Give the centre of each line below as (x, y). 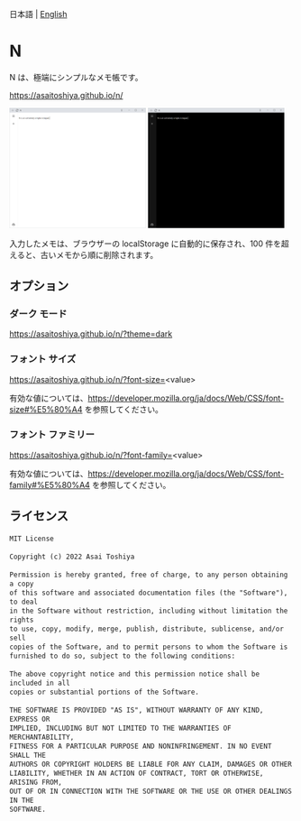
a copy (22, 584)
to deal (24, 602)
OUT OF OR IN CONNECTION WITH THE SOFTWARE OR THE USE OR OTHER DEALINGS (151, 791)
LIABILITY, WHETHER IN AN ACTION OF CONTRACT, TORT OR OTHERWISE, (137, 773)
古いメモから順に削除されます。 (99, 254)
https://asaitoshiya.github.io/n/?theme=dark (91, 334)
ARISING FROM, (36, 782)
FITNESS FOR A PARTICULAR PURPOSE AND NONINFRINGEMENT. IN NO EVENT (141, 746)
